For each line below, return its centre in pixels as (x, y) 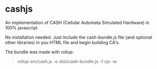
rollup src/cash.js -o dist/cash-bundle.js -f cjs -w (67, 61)
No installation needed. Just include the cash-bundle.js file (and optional (79, 37)
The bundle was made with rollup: (39, 52)
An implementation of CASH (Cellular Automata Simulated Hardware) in (77, 23)
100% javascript (21, 27)
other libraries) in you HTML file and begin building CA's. (63, 42)
